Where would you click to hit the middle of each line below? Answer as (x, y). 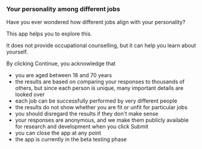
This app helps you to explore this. (49, 34)
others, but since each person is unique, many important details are (99, 88)
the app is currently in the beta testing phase (71, 139)
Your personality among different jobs (63, 9)
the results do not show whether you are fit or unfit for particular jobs (101, 107)
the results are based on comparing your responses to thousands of (100, 82)
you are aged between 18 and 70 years (64, 75)
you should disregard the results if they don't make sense (86, 114)
